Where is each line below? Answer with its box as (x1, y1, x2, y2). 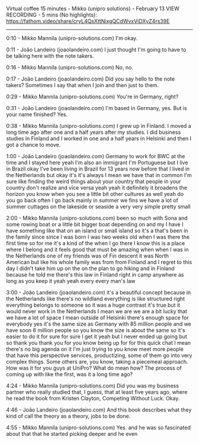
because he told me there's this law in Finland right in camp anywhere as (6, 271, 184, 278)
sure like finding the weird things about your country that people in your (6, 178, 181, 185)
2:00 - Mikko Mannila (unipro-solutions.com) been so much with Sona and (6, 214, 188, 221)
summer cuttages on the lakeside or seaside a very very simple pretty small (6, 203, 191, 210)
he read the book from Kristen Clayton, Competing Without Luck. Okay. (6, 395, 180, 402)
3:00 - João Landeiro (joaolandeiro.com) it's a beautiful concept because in (6, 289, 191, 296)
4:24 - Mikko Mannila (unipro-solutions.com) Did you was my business (6, 382, 179, 389)
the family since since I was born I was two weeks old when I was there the (6, 233, 190, 240)
